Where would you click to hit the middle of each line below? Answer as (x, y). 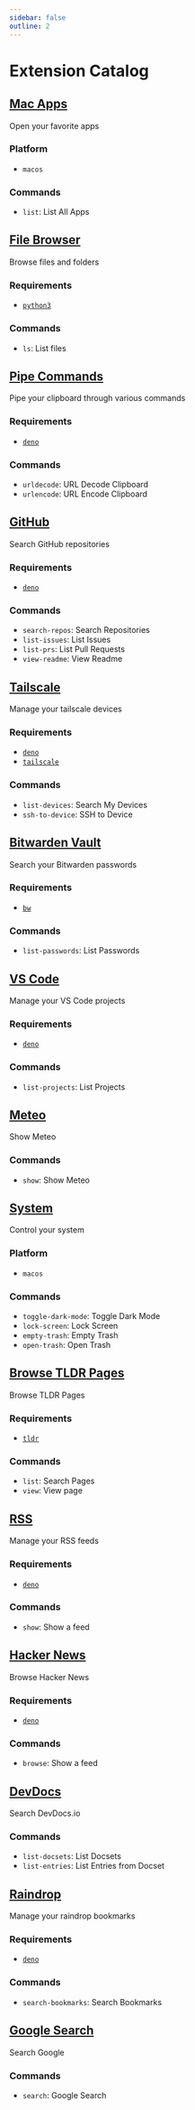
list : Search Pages (58, 1481)
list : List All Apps (56, 212)
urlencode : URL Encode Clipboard (85, 494)
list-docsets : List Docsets (71, 1856)
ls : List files (44, 348)
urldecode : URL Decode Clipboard (85, 484)
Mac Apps (39, 104)
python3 (36, 306)
